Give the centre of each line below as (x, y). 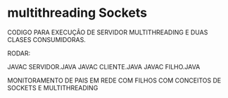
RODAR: (19, 53)
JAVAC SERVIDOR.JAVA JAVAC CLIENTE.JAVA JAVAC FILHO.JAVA (104, 66)
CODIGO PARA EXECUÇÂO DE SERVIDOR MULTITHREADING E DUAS (108, 32)
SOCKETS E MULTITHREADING (53, 87)
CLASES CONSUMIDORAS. (46, 39)
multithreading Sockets (77, 13)
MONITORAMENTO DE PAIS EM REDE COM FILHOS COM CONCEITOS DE (114, 80)
